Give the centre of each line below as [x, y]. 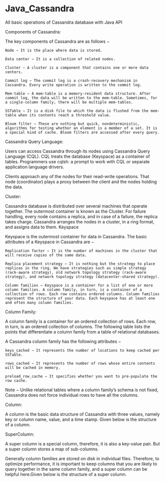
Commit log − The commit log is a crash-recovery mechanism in [71, 80]
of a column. [18, 424]
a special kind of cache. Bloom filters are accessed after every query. [82, 132]
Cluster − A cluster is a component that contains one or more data [77, 68]
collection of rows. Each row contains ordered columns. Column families [82, 294]
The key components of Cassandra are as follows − [57, 41]
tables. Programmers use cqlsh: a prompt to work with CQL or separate [78, 161]
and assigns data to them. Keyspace [42, 227]
